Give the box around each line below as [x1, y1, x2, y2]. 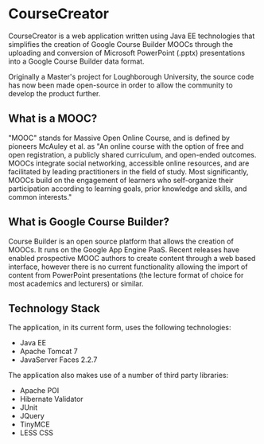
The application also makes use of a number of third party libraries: [8, 371, 229, 380]
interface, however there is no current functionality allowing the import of [8, 262, 248, 271]
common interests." [8, 192, 72, 201]
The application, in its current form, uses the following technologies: [8, 323, 231, 333]
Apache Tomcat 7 [19, 347, 78, 356]
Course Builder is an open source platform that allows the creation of [8, 236, 235, 246]
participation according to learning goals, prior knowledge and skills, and [8, 184, 247, 193]
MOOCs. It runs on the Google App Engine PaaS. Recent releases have [8, 244, 240, 255]
